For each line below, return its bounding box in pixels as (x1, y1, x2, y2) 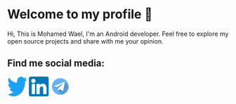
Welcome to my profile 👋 (7, 6, 153, 22)
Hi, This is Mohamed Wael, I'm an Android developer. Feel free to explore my (7, 30, 229, 38)
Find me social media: (7, 58, 105, 70)
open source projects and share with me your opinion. (7, 37, 164, 45)
